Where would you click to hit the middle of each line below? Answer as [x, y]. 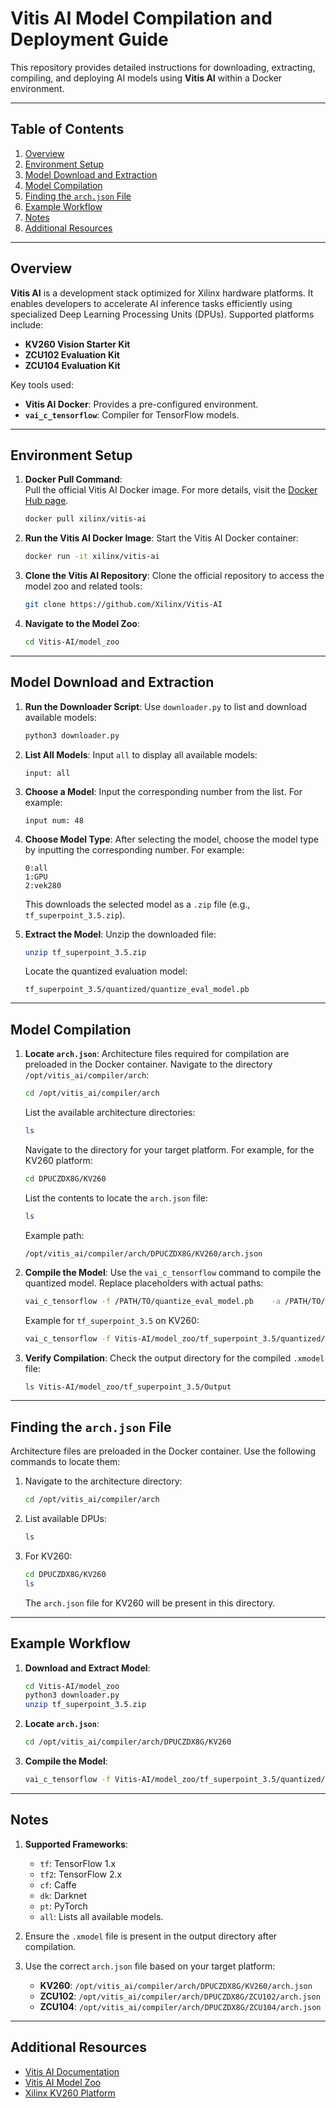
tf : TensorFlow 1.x [78, 1863]
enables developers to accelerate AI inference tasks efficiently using [151, 303]
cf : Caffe [58, 1884]
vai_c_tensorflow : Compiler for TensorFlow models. [132, 414]
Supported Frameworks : [76, 1844]
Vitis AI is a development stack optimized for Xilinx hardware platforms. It [162, 293]
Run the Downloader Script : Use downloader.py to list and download [165, 706]
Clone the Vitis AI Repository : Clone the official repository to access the [174, 576]
